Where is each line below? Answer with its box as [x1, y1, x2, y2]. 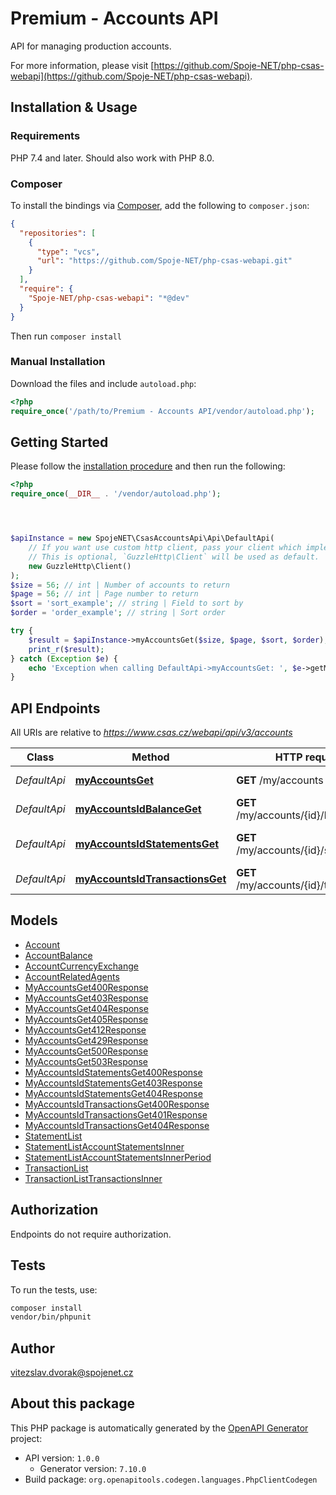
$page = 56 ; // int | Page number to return [10, 589, 199, 599]
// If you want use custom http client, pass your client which [28, 543, 302, 553]
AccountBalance [24, 949, 93, 961]
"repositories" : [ [19, 228, 97, 238]
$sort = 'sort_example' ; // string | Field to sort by [10, 598, 244, 609]
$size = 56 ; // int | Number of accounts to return [10, 580, 230, 590]
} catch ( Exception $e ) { [10, 653, 118, 664]
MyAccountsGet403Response [24, 992, 149, 1004]
